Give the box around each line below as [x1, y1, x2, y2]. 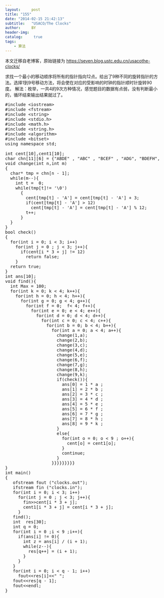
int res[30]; [13, 519, 47, 524]
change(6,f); [56, 357, 88, 362]
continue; [62, 450, 86, 456]
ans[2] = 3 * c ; [62, 391, 104, 397]
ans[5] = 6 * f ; [62, 406, 104, 411]
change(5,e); [56, 352, 88, 357]
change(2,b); [56, 337, 88, 343]
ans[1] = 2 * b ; [62, 386, 104, 392]
